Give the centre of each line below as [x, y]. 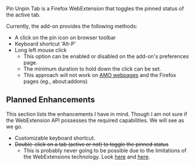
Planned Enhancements [51, 100]
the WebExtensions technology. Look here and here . [87, 157]
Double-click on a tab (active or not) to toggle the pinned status [92, 144]
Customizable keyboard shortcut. [55, 138]
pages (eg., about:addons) [56, 81]
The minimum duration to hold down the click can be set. [92, 69]
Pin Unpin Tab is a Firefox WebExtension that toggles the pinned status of [95, 9]
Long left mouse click [41, 50]
